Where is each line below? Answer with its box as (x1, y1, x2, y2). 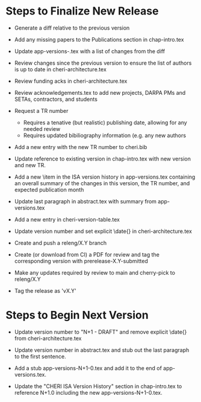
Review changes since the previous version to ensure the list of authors (14, 59, 192, 66)
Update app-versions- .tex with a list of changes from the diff (14, 47, 165, 55)
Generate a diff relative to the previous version (14, 24, 130, 31)
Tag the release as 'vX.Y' (14, 287, 76, 294)
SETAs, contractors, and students (14, 95, 97, 103)
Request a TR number (14, 107, 69, 114)
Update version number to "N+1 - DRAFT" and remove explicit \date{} (14, 328, 187, 336)
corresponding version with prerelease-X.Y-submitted (14, 257, 148, 264)
